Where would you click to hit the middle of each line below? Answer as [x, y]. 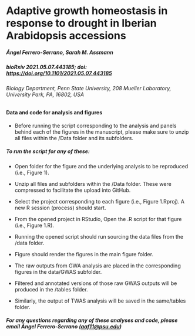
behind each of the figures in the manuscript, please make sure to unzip [102, 132]
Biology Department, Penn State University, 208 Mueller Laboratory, [89, 88]
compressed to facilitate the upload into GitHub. [73, 190]
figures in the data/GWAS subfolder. [58, 271]
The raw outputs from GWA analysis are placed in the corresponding [97, 266]
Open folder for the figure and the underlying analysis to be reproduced [101, 166]
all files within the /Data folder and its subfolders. [74, 138]
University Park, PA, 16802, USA [45, 94]
